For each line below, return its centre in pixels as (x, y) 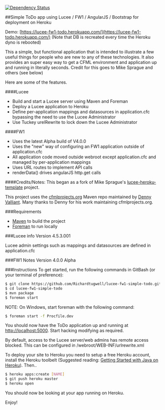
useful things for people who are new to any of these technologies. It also (80, 57)
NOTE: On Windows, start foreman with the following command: (70, 307)
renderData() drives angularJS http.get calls (56, 173)
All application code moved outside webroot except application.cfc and (84, 157)
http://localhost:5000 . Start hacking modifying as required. (65, 331)
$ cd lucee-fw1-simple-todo (34, 288)
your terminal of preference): (34, 275)
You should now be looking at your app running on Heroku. (65, 393)
